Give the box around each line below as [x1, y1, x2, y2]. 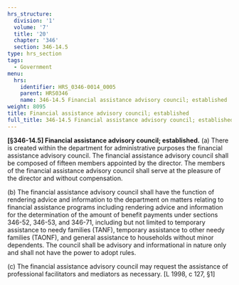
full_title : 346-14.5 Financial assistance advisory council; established [7, 116, 234, 123]
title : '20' [14, 30, 50, 38]
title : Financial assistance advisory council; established [7, 110, 190, 117]
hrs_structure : [7, 10, 53, 18]
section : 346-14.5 [14, 43, 69, 51]
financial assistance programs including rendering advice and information [7, 202, 223, 211]
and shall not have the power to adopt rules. [7, 248, 137, 256]
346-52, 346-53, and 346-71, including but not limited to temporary [7, 218, 206, 227]
